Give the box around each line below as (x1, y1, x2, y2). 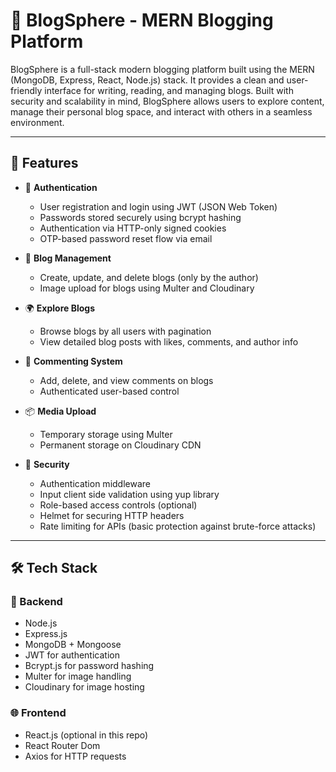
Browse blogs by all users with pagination (39, 325, 212, 337)
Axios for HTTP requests (24, 750, 127, 762)
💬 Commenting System (24, 355, 123, 367)
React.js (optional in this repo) (24, 729, 149, 741)
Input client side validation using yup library (39, 488, 220, 500)
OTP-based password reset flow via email (39, 232, 213, 244)
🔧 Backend (10, 595, 63, 609)
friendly (10, 84, 43, 96)
